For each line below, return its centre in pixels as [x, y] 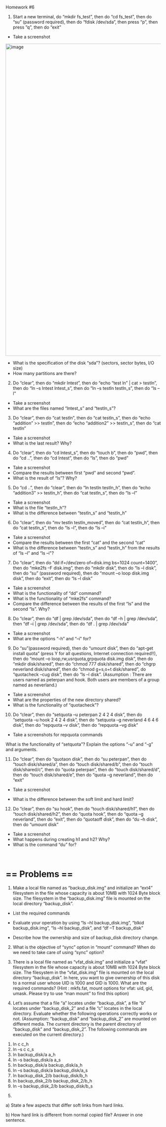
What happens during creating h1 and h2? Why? [61, 839]
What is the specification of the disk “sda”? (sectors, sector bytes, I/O [83, 363]
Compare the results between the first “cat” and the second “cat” [79, 543]
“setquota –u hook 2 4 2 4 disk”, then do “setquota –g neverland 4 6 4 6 [85, 720]
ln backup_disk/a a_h [34, 1054]
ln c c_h [21, 1044]
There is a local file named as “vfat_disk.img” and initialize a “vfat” [80, 962]
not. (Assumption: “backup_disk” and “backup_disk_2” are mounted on [84, 1019]
